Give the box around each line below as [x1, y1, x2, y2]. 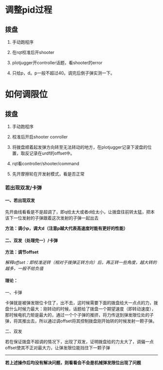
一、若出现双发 [5, 197, 35, 203]
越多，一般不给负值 [5, 265, 44, 271]
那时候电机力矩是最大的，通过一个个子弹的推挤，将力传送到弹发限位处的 [5, 312, 149, 317]
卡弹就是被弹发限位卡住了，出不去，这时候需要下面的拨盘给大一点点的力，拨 [5, 300, 158, 305]
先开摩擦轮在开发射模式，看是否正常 [12, 171, 85, 176]
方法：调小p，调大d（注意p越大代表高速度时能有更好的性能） [5, 226, 128, 231]
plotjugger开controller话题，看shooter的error [12, 60, 103, 66]
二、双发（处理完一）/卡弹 [5, 237, 58, 243]
